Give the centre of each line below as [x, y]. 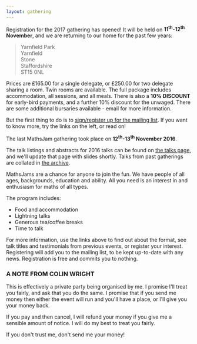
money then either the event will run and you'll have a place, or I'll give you [96, 299]
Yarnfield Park [38, 47]
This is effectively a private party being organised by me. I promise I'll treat [97, 287]
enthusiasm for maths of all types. [47, 186]
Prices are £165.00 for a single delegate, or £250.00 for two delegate [90, 84]
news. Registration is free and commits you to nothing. [72, 258]
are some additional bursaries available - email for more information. [89, 109]
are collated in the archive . [38, 162]
